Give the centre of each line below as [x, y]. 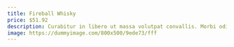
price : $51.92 [28, 20]
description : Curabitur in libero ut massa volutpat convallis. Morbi [112, 26]
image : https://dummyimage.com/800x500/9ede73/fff [82, 33]
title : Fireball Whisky [42, 13]
